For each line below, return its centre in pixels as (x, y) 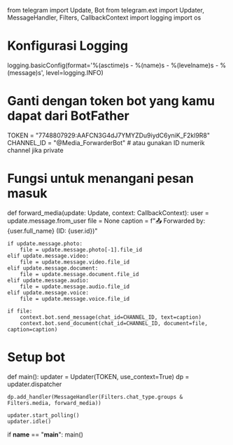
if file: (20, 311)
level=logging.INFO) (75, 72)
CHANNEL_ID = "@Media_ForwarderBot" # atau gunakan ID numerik (106, 142)
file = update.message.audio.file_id (75, 287)
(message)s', (26, 72)
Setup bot (36, 357)
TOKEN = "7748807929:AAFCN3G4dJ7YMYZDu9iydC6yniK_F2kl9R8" (109, 135)
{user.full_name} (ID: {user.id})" (52, 231)
